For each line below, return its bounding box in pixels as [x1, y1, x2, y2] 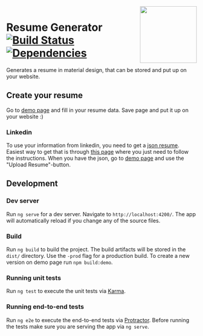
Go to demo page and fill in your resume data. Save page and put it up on [6, 106, 189, 114]
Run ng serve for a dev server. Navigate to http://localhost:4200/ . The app [6, 210, 196, 217]
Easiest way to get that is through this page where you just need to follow [6, 148, 189, 156]
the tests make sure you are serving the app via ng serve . [6, 323, 149, 330]
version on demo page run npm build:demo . [6, 259, 113, 266]
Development [6, 179, 59, 189]
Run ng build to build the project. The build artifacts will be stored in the [6, 246, 186, 253]
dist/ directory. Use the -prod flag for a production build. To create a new [6, 252, 190, 260]
